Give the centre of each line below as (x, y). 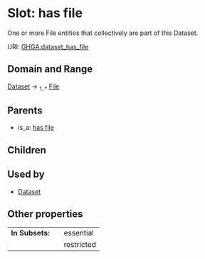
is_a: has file (36, 128)
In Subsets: (30, 233)
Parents (25, 110)
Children (27, 150)
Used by (26, 174)
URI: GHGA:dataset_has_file (48, 46)
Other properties (45, 214)
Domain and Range (50, 69)
